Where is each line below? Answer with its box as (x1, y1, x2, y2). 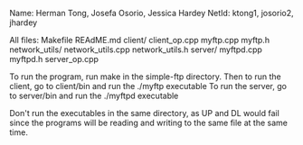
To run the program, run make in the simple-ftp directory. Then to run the (9, 71, 282, 82)
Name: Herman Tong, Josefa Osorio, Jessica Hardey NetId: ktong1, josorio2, (9, 8, 294, 18)
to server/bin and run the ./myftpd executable (9, 90, 179, 101)
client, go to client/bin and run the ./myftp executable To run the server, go (9, 81, 288, 91)
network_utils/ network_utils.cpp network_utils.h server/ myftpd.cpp (9, 44, 262, 55)
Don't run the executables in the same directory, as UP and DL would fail (9, 108, 280, 118)
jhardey (9, 17, 38, 28)
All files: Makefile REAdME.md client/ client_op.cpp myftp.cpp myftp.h (9, 35, 270, 45)
